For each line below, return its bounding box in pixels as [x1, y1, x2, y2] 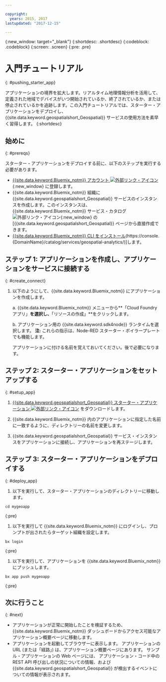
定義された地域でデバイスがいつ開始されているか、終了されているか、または [5, 96, 161, 102]
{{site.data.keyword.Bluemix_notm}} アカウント [12, 177, 110, 183]
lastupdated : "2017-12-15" [5, 21, 61, 26]
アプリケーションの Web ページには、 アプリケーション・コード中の [21, 653, 160, 659]
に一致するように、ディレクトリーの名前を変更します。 [12, 422, 125, 428]
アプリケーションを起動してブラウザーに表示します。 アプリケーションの [12, 640, 161, 647]
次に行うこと [5, 598, 45, 607]
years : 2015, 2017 [9, 16, 48, 21]
